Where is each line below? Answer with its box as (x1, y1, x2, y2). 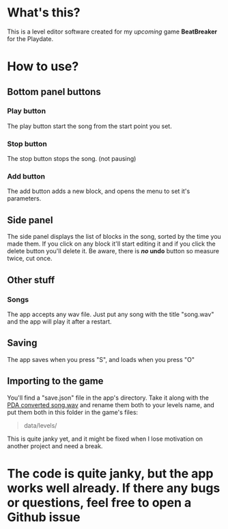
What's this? (7, 5, 81, 21)
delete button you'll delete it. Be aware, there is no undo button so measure (7, 247, 220, 255)
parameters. (7, 194, 42, 203)
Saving (7, 337, 38, 349)
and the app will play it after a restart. (7, 317, 112, 326)
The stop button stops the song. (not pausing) (7, 155, 137, 163)
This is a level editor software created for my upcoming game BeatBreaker (7, 27, 218, 36)
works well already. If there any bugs (7, 480, 220, 495)
